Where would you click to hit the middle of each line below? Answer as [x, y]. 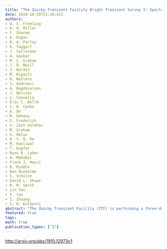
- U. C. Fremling [23, 24]
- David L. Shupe [23, 181]
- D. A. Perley [21, 42]
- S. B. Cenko [20, 107]
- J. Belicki [19, 93]
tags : [11, 218]
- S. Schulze [19, 176]
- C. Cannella [20, 97]
